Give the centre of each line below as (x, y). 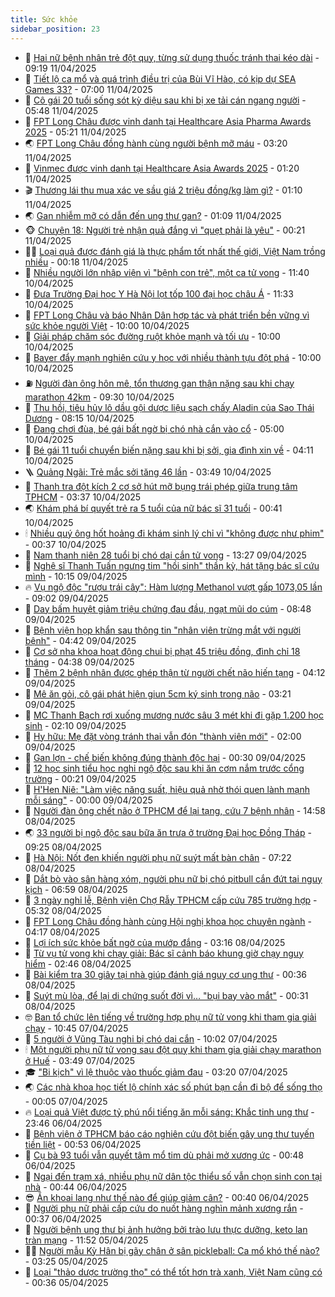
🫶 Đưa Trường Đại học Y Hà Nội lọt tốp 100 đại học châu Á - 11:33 (159, 293)
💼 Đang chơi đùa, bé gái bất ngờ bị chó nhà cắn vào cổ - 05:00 (154, 428)
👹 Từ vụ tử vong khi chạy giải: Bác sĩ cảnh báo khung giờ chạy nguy (164, 953)
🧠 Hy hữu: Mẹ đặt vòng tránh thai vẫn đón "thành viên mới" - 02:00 (163, 736)
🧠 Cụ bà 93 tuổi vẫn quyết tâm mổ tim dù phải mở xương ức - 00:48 (164, 1155)
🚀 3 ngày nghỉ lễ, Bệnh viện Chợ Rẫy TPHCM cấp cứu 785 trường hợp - (171, 900)
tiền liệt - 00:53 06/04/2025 (83, 1144)
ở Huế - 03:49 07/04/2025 (80, 1060)
